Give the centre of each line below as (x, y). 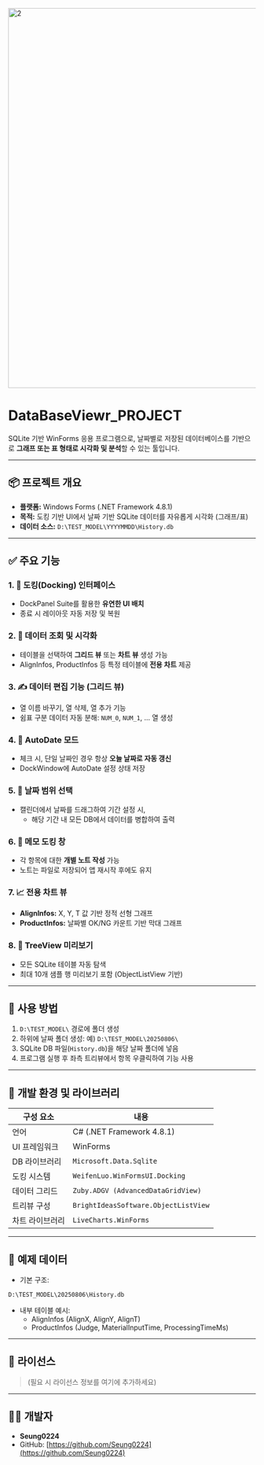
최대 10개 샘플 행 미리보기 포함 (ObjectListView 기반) (101, 974)
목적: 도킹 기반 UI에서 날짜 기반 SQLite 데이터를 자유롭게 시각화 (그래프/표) (134, 516)
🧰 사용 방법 (33, 1009)
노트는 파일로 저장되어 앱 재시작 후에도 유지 (86, 870)
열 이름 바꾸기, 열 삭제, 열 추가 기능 (73, 708)
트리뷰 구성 (31, 1206)
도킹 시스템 (31, 1176)
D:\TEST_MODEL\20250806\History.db (66, 1294)
